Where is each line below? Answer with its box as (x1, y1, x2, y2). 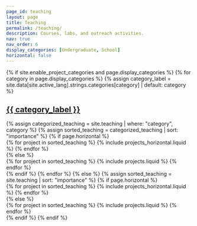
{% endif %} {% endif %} (6, 214, 68, 221)
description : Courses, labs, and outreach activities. (6, 31, 144, 37)
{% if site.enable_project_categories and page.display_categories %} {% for (6, 68, 191, 76)
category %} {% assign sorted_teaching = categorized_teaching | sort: (6, 126, 179, 133)
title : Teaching (6, 19, 46, 25)
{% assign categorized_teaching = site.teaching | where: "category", (6, 120, 173, 127)
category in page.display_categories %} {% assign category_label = (6, 75, 172, 82)
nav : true (6, 36, 31, 42)
